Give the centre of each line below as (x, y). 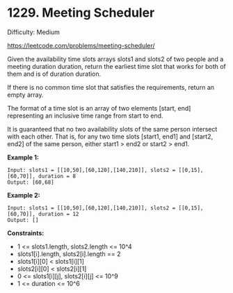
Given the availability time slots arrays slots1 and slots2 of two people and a (115, 59)
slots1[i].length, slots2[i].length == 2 (69, 254)
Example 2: (24, 195)
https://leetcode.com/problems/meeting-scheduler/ (81, 45)
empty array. (25, 95)
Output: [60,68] (31, 182)
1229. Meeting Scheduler (81, 13)
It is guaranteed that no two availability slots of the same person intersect (112, 129)
